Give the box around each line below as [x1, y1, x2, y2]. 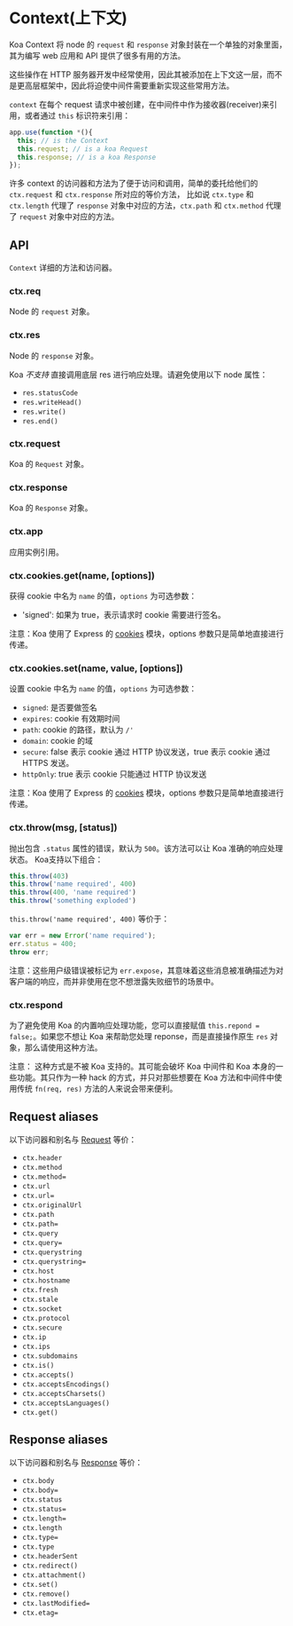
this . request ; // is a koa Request [17, 144, 149, 154]
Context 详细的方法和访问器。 [9, 263, 118, 273]
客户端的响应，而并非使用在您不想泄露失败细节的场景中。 [9, 975, 219, 986]
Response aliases [9, 1433, 109, 1448]
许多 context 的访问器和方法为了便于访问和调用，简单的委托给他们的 [9, 178, 258, 189]
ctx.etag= [21, 1608, 59, 1617]
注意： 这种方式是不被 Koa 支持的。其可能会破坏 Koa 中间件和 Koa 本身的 [9, 1061, 276, 1071]
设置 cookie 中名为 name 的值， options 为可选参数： [9, 683, 197, 694]
